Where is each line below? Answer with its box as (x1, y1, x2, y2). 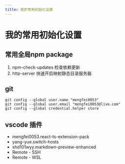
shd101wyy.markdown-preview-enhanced (12, 144, 96, 150)
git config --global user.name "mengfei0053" (5, 98, 99, 103)
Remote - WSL (12, 154, 42, 161)
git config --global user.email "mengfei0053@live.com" (5, 102, 121, 107)
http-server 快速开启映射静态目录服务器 (12, 70, 92, 76)
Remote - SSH (12, 149, 41, 155)
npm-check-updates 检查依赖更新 (12, 64, 80, 70)
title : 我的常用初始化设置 (5, 7, 54, 12)
